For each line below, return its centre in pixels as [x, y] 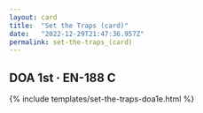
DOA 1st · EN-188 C [63, 77]
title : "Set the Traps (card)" [69, 26]
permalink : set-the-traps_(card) [71, 42]
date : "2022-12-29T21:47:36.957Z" [77, 34]
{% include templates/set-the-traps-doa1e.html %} [102, 99]
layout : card [33, 17]
